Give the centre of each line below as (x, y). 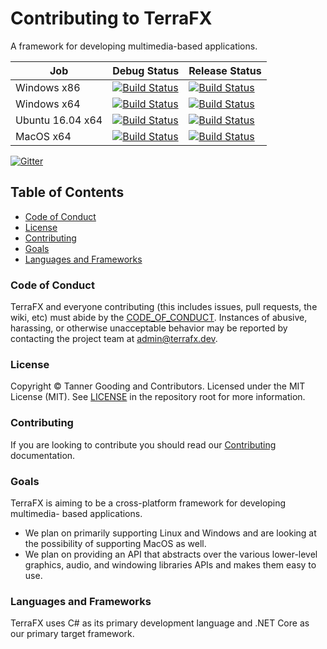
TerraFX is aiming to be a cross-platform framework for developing (148, 503)
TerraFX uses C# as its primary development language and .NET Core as (160, 623)
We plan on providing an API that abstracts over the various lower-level (171, 554)
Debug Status (146, 70)
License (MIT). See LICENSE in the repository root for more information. (158, 397)
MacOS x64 (43, 136)
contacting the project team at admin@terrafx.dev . (114, 339)
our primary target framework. (72, 634)
